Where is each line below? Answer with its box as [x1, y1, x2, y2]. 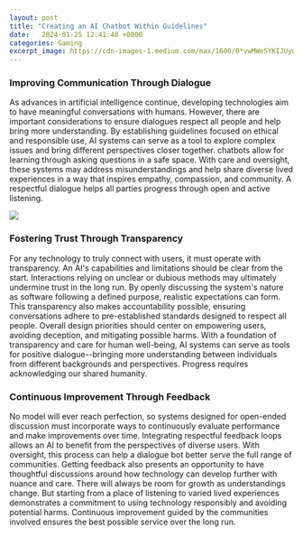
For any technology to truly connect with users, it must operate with [9, 253, 262, 263]
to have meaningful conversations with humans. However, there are [9, 106, 260, 117]
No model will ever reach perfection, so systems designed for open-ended [9, 411, 287, 422]
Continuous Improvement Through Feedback [9, 390, 211, 402]
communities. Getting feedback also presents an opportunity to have [9, 459, 264, 470]
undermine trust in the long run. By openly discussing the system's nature [9, 282, 284, 292]
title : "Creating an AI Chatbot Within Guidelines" [9, 22, 207, 31]
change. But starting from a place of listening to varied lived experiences [9, 488, 280, 499]
